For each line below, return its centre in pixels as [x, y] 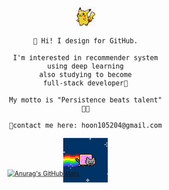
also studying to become [85, 75]
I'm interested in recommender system [86, 58]
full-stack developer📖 [86, 84]
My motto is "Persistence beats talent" [86, 100]
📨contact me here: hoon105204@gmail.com [86, 126]
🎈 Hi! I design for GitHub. [86, 41]
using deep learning [86, 67]
